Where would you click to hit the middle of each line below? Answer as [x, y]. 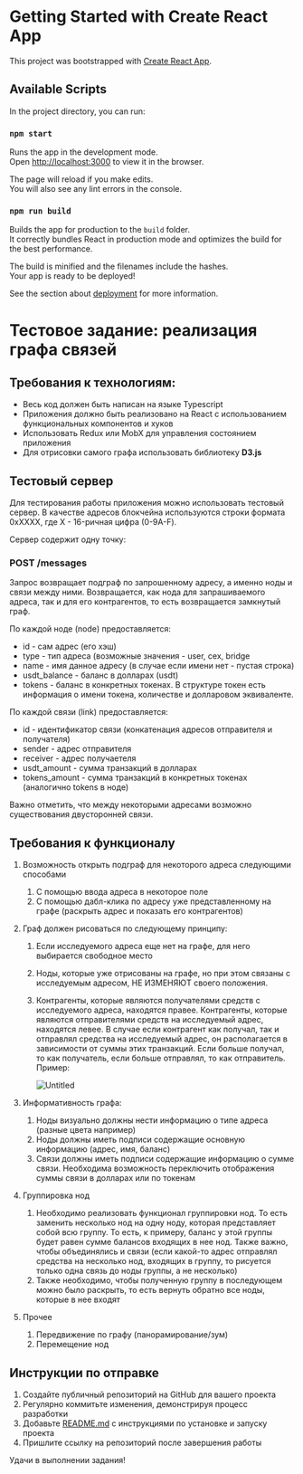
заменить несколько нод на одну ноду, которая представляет [156, 1222]
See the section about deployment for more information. [114, 294]
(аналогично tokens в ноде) [76, 787]
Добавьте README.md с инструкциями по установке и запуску [145, 1423]
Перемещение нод [72, 1345]
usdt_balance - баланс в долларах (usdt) [100, 675]
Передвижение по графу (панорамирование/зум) [132, 1335]
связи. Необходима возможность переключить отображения [155, 1168]
